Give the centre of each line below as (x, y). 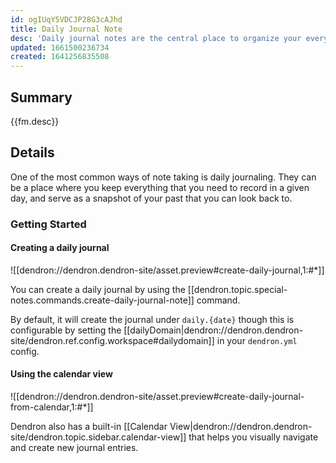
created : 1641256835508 (60, 57)
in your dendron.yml (257, 340)
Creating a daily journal (60, 248)
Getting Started (48, 224)
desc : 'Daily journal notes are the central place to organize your (156, 38)
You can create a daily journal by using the (98, 289)
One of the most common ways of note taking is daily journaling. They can (163, 177)
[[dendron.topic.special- (237, 289)
